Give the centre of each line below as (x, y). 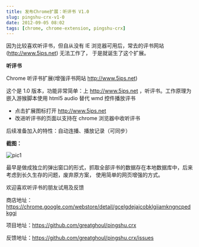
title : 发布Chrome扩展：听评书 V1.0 (48, 12)
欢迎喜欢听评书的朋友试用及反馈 (45, 188)
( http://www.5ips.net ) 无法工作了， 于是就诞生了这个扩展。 (78, 53)
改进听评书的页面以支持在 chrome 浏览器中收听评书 (77, 118)
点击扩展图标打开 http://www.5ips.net (60, 111)
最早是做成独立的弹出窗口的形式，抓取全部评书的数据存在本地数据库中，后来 (99, 168)
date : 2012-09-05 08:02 (36, 23)
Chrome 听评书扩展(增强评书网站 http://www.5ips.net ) (72, 78)
